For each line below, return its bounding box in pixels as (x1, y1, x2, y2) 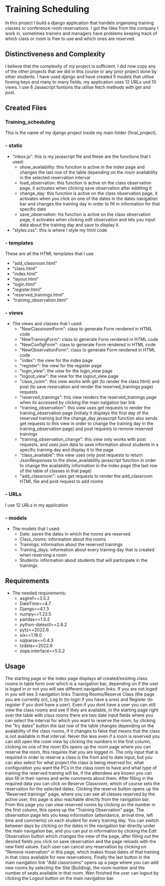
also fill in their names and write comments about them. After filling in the (5, 775, 154, 781)
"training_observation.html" (12, 297, 68, 303)
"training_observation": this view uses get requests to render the (19, 405, 151, 411)
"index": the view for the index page (19, 357, 93, 363)
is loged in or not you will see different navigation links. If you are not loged (5, 686, 158, 691)
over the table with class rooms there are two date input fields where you (5, 712, 154, 718)
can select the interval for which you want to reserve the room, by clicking (5, 717, 156, 723)
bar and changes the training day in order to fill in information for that (19, 200, 160, 206)
